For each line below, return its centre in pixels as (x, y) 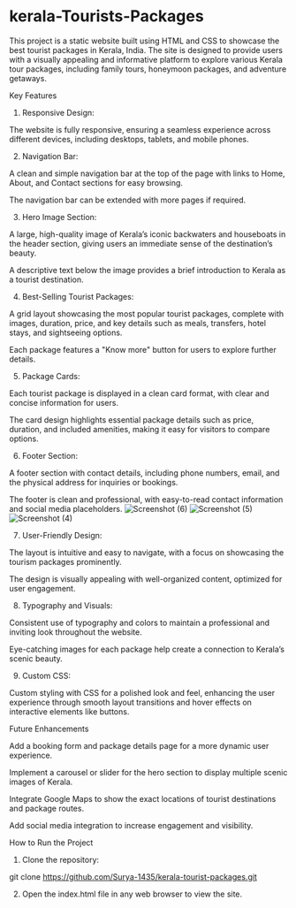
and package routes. (47, 808)
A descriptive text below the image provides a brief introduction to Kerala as (148, 270)
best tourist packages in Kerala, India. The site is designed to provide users (146, 50)
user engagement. (42, 588)
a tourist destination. (46, 279)
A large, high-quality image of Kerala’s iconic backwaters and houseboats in (148, 234)
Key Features (33, 95)
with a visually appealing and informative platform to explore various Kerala (146, 59)
